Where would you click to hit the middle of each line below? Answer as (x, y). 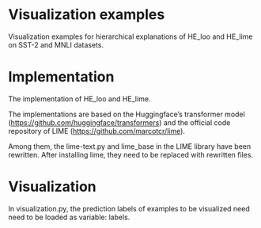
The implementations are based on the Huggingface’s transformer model (127, 114)
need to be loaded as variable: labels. (69, 217)
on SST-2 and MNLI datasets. (56, 44)
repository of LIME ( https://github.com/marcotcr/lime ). (97, 131)
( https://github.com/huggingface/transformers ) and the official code (119, 122)
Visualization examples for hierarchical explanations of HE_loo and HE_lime (130, 36)
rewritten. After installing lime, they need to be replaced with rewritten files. (131, 154)
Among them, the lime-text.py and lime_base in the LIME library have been (130, 146)
